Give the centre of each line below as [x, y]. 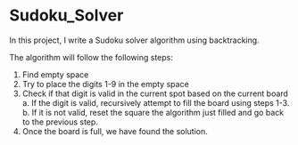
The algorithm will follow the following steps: [91, 57]
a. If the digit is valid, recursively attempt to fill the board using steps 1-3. [156, 102]
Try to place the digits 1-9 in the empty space [105, 84]
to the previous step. [60, 122]
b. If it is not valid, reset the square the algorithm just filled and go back [153, 112]
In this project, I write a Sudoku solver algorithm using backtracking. [135, 40]
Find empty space [55, 74]
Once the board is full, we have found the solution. [115, 131]
